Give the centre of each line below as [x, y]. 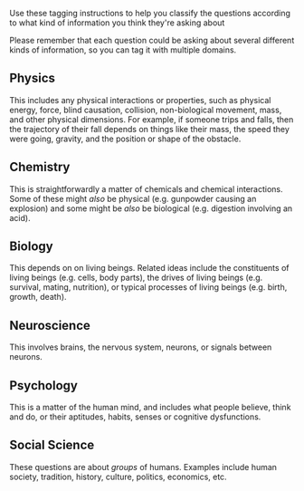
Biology [31, 247]
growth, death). [38, 297]
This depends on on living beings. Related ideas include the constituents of [149, 268]
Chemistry [40, 167]
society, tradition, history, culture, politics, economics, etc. [119, 477]
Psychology [44, 385]
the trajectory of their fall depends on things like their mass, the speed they [149, 129]
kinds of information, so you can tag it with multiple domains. [123, 50]
